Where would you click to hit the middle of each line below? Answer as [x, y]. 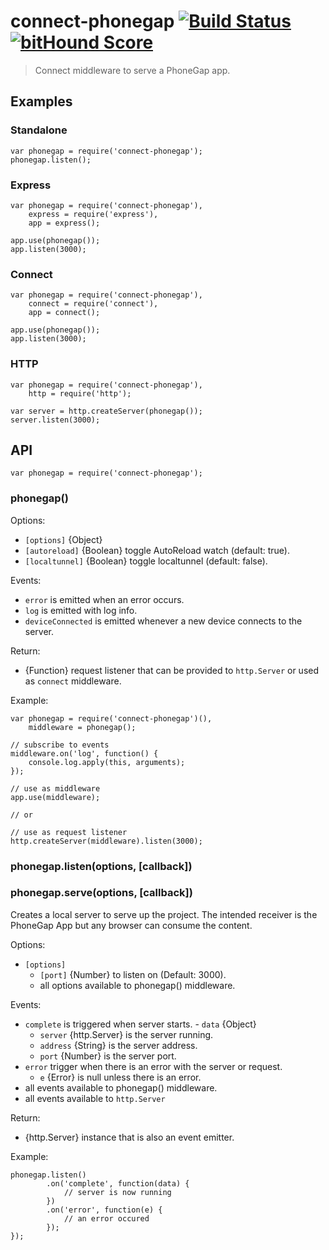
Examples [41, 101]
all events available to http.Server [95, 1098]
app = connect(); [64, 313]
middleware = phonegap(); [82, 727]
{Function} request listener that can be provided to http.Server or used [172, 670]
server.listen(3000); [55, 420]
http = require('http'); [80, 393]
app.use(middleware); [55, 797]
